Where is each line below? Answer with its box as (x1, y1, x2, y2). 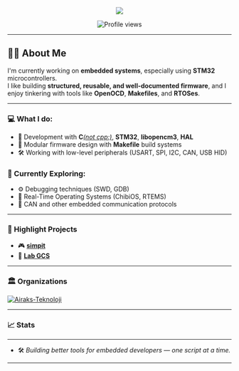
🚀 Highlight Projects (7, 224, 78, 234)
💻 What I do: (7, 114, 53, 124)
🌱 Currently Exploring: (7, 169, 86, 179)
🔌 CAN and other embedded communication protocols (17, 200, 177, 209)
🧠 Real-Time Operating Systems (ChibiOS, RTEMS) (17, 192, 167, 201)
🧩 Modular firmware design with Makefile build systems (17, 140, 182, 149)
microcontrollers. (7, 73, 58, 82)
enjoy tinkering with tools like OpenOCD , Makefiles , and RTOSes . (7, 89, 201, 98)
